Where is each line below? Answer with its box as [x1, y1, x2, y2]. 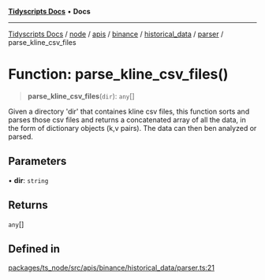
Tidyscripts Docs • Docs [8, 7, 91, 16]
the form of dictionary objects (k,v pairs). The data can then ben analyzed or [8, 123, 257, 133]
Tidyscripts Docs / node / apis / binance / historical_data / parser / [8, 29, 224, 39]
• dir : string [8, 175, 49, 185]
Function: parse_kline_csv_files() [8, 65, 229, 84]
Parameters [8, 155, 67, 168]
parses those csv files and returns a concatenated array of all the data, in [8, 114, 246, 125]
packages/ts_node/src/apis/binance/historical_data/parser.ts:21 [8, 263, 215, 273]
